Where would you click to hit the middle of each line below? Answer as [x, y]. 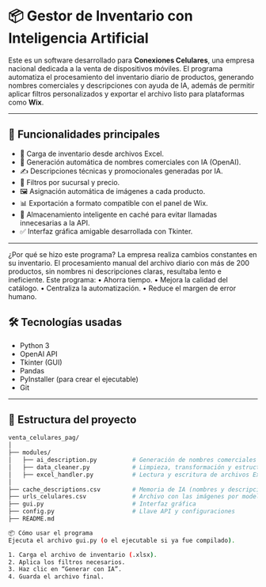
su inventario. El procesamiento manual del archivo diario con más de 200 [129, 263]
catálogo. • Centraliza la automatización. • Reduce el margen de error [122, 288]
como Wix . [26, 102]
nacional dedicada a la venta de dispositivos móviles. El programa [116, 68]
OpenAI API [38, 354]
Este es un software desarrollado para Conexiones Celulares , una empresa [131, 60]
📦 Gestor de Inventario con [101, 16]
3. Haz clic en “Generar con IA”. [65, 570]
